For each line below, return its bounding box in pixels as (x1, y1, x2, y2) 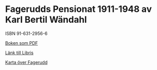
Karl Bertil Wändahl (5, 14, 87, 25)
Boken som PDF (5, 40, 38, 46)
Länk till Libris (5, 50, 34, 56)
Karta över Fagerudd (5, 59, 48, 65)
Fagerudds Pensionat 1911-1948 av (5, 3, 152, 15)
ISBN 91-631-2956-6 (5, 30, 48, 36)
